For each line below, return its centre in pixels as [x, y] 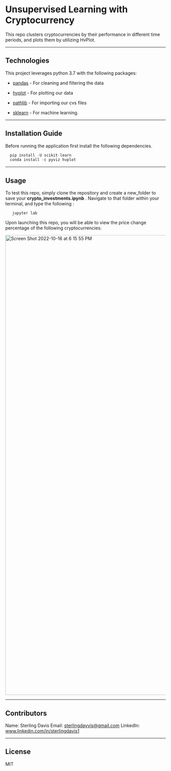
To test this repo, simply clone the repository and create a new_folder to [81, 193]
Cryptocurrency [40, 20]
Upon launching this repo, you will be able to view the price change [76, 223]
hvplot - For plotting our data [43, 92]
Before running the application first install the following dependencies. [79, 146]
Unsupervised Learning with [67, 9]
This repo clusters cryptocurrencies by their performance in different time [83, 34]
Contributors [26, 713]
